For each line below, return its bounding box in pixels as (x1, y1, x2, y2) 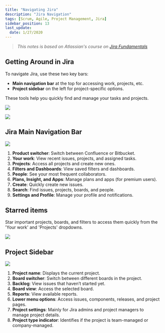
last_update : (5, 26, 32, 30)
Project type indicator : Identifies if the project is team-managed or (12, 317, 149, 323)
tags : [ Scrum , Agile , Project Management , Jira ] (5, 16, 107, 21)
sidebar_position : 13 (5, 21, 50, 26)
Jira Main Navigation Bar (5, 128, 82, 136)
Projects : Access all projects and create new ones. (12, 160, 116, 166)
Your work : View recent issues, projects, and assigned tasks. (12, 155, 137, 161)
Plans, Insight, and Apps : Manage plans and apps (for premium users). (12, 176, 158, 182)
